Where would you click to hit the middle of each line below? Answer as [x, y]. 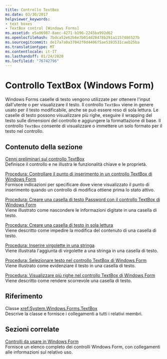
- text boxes [19, 24]
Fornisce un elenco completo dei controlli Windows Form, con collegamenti [83, 347]
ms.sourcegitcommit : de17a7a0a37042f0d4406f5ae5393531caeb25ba [72, 42]
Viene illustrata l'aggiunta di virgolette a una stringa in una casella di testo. [82, 251]
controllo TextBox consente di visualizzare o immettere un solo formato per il [84, 126]
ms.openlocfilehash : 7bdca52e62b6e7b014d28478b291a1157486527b [72, 38]
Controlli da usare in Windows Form [42, 341]
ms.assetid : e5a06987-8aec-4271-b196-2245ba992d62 [59, 33]
